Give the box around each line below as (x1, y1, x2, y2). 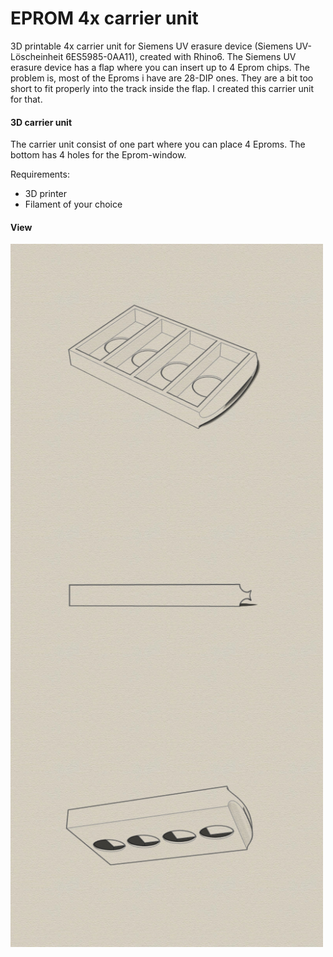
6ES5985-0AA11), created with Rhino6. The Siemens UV (65, 50, 297, 62)
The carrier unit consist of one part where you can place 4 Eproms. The (10, 138, 306, 151)
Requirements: (10, 168, 70, 181)
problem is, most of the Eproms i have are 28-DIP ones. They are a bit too (10, 72, 314, 84)
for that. (10, 93, 43, 105)
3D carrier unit (10, 116, 73, 128)
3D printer (24, 188, 68, 200)
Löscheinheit (10, 50, 64, 62)
